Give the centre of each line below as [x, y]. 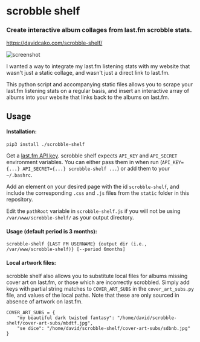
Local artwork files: [31, 262]
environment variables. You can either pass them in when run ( [84, 162]
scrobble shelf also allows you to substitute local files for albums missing [97, 276]
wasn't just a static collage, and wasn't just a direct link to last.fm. [88, 73]
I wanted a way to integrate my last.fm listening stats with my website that [98, 66]
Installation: [22, 131]
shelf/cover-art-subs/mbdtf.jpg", [50, 323]
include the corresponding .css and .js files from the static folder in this [98, 193]
